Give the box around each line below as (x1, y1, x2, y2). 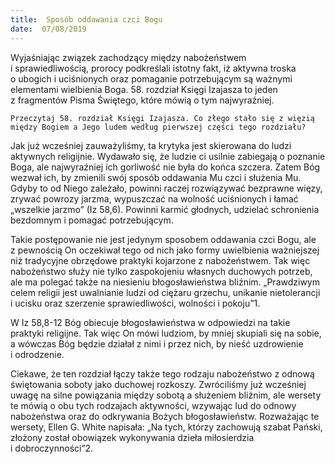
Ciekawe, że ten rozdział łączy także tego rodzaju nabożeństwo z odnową (10, 367, 315, 380)
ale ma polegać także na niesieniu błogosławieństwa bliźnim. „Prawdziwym (10, 276, 320, 288)
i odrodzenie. (10, 348, 65, 360)
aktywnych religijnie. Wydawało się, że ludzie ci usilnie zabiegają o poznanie (10, 150, 326, 162)
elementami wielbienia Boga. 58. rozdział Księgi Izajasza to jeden (10, 83, 278, 95)
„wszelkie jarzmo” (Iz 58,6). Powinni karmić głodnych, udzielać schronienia (10, 203, 320, 215)
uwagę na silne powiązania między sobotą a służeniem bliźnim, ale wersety (10, 389, 322, 401)
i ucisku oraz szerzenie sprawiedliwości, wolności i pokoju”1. (10, 297, 261, 309)
